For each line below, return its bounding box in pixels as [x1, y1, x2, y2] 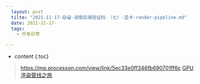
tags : [11, 25, 25, 32]
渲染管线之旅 [20, 71, 52, 79]
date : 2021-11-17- [11, 20, 58, 26]
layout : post [11, 8, 44, 15]
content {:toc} [14, 53, 49, 60]
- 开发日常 [16, 31, 40, 37]
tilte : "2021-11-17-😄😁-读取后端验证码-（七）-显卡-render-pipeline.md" [11, 14, 187, 20]
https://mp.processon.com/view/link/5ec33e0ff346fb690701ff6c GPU [20, 64, 194, 72]
